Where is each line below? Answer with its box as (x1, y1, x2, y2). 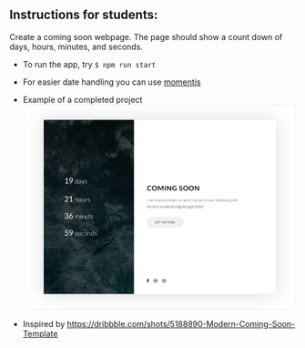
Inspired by (22, 318, 66, 329)
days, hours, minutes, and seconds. (9, 41, 144, 52)
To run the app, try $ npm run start (22, 58, 157, 69)
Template (22, 328, 58, 339)
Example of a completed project (22, 94, 143, 105)
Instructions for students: (9, 7, 158, 23)
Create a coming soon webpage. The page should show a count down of (9, 31, 283, 42)
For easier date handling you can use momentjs (22, 77, 201, 87)
